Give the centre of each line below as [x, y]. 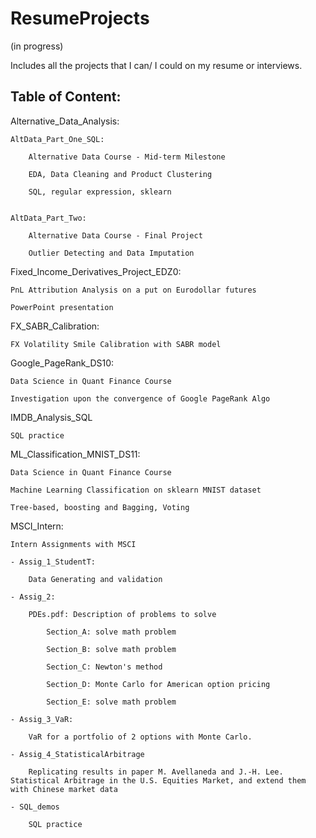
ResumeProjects [80, 18]
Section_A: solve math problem [111, 632]
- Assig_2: [33, 597]
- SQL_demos [35, 807]
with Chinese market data [64, 789]
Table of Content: [66, 97]
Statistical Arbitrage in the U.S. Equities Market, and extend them [158, 780]
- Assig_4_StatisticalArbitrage [77, 754]
